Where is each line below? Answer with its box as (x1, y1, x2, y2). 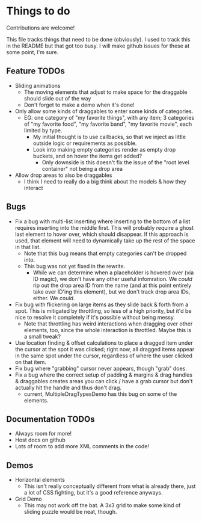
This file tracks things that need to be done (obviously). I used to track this (6, 35, 191, 43)
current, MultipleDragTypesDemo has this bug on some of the (23, 390, 177, 398)
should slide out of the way (23, 94, 91, 102)
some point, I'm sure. (6, 48, 59, 55)
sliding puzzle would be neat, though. (23, 508, 117, 516)
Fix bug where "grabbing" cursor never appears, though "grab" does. (14, 365, 188, 372)
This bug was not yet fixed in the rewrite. (23, 262, 126, 270)
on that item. (14, 358, 46, 365)
